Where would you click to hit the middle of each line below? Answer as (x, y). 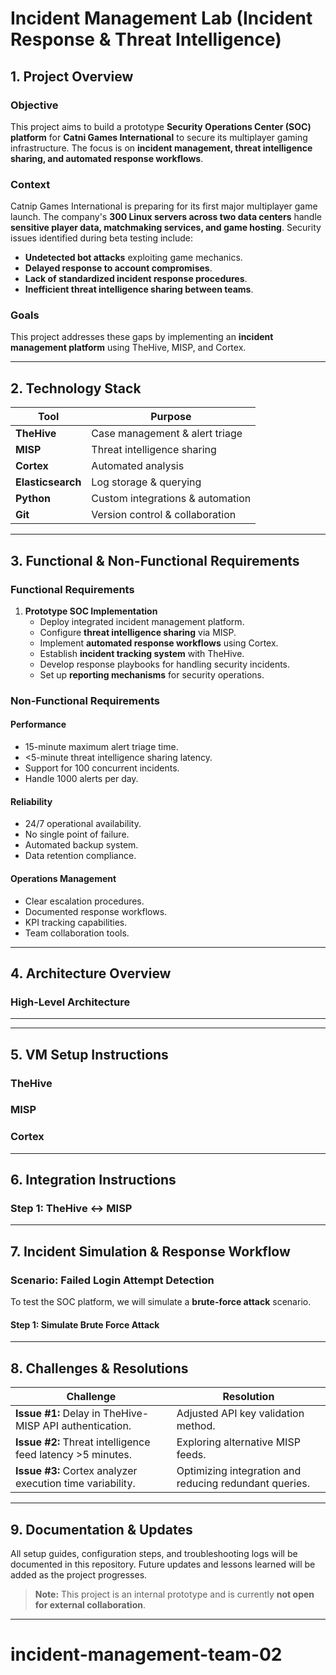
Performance (38, 724)
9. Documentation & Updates (101, 1529)
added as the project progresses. (79, 1574)
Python (33, 499)
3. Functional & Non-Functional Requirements (155, 560)
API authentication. (87, 1426)
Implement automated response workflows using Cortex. (159, 643)
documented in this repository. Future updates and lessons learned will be (163, 1564)
